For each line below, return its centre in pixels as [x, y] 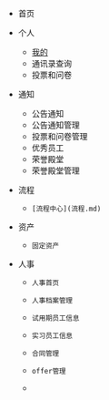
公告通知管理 [55, 125]
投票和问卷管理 [59, 136]
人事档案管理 [52, 301]
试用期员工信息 [55, 318]
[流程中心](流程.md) [66, 209]
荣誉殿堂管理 [55, 170]
